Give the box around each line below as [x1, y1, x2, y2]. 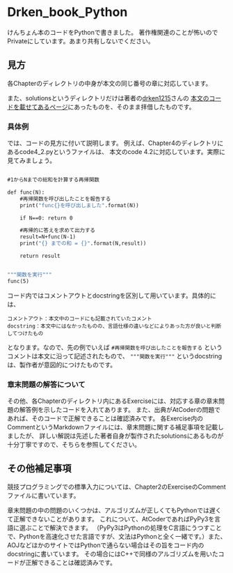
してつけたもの [7, 330, 44, 337]
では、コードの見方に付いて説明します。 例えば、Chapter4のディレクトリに [7, 139, 224, 147]
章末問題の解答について [7, 379, 86, 389]
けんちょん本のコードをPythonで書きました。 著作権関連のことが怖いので [7, 28, 218, 36]
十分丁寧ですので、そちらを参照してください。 [7, 440, 141, 448]
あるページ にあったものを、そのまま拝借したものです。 [37, 102, 195, 111]
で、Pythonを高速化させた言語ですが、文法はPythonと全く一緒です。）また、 [7, 532, 227, 540]
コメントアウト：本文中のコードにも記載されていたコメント [7, 315, 152, 322]
